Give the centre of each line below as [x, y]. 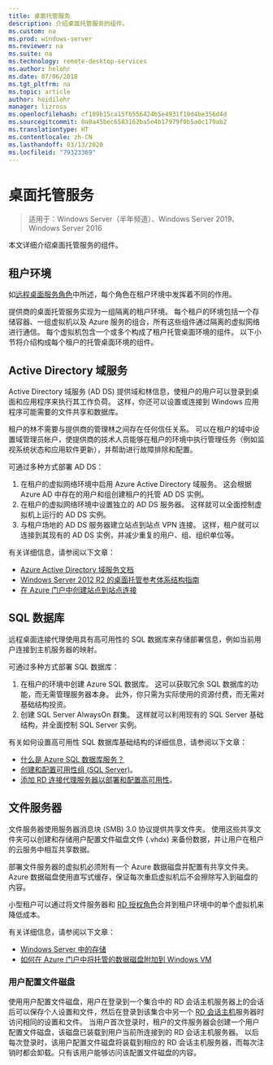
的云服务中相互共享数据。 [51, 849]
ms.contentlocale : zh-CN [50, 137]
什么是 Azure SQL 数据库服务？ [72, 759]
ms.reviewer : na [36, 46]
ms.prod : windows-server [50, 39]
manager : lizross [38, 107]
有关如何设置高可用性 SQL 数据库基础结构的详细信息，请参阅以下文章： [128, 742]
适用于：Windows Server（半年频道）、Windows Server [121, 219]
